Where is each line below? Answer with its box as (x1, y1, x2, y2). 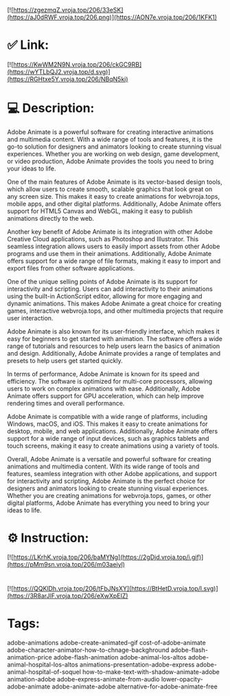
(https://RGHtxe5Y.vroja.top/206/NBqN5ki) (7, 75, 128, 83)
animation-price (7, 653, 53, 661)
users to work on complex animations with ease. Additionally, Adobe (7, 384, 200, 393)
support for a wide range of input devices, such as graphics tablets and (7, 434, 209, 442)
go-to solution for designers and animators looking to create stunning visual (7, 142, 222, 151)
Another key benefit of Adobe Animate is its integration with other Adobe (7, 227, 213, 236)
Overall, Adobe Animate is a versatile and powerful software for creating (7, 455, 211, 463)
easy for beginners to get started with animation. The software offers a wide (7, 334, 223, 342)
